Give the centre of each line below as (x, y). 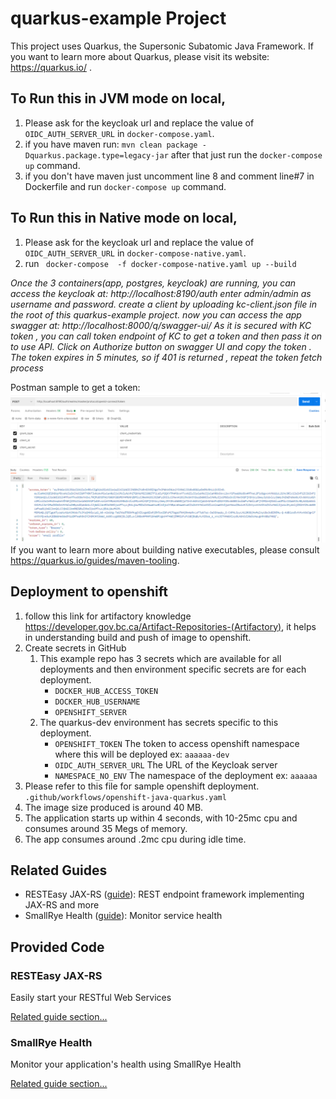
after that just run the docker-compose (246, 154)
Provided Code (57, 947)
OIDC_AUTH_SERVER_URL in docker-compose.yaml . (119, 133)
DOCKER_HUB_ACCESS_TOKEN (106, 691)
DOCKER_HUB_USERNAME (97, 702)
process (27, 368)
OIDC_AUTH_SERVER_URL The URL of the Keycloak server (166, 764)
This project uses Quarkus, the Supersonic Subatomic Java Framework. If (162, 46)
